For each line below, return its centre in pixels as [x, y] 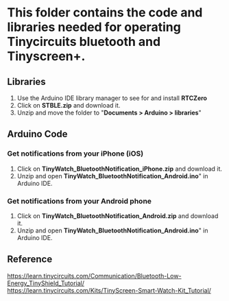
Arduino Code [37, 134]
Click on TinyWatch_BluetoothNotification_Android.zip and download [118, 216]
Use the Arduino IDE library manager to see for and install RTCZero [112, 98]
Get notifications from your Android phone [80, 201]
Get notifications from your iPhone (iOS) [75, 154]
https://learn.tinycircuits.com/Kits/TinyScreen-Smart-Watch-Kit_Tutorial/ [109, 290]
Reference [30, 260]
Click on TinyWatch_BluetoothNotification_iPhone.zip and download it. [120, 169]
